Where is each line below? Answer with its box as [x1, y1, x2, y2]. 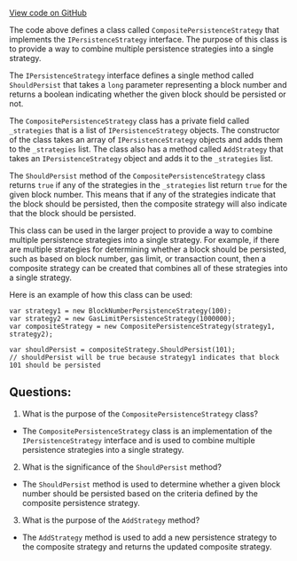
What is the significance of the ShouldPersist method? [21, 461, 222, 472]
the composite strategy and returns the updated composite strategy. [21, 541, 272, 552]
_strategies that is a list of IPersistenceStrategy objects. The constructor [9, 125, 280, 136]
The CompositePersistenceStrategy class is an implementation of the [21, 425, 273, 436]
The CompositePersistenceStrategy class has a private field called [9, 115, 250, 126]
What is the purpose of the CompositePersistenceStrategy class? [21, 408, 259, 419]
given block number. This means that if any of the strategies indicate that [9, 190, 277, 199]
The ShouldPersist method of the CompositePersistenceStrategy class [9, 170, 266, 181]
